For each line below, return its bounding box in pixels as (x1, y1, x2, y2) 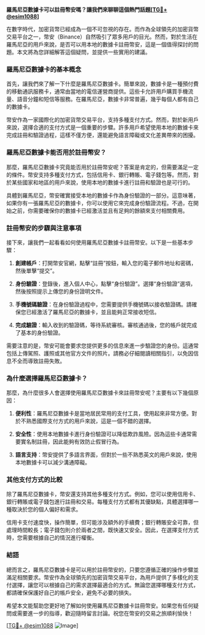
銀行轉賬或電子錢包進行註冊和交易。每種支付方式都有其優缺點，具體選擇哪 (6, 498, 193, 505)
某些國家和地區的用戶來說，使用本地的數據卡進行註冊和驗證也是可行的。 (11, 179, 193, 186)
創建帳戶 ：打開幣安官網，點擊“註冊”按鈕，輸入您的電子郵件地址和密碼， (15, 259, 197, 267)
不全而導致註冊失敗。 (11, 357, 65, 365)
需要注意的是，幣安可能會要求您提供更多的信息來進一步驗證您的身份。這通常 (6, 342, 199, 349)
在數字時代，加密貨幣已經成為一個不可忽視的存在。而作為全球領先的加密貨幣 (6, 26, 199, 32)
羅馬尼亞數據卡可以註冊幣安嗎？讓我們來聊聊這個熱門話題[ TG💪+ (6, 6, 168, 13)
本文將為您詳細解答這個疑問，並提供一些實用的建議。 (16, 48, 151, 56)
